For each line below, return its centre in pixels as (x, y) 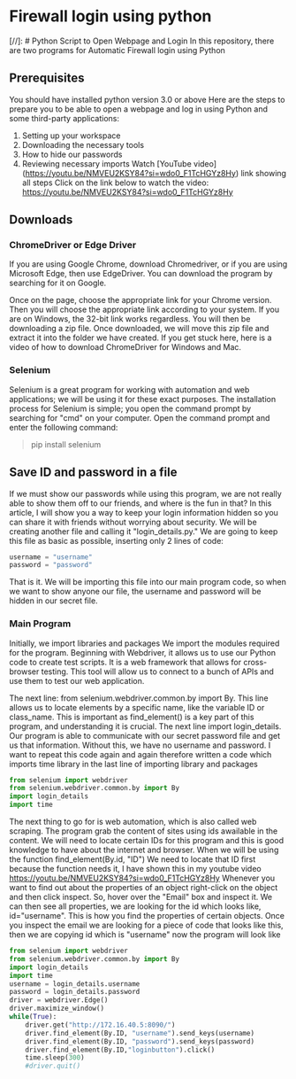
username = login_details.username (75, 984)
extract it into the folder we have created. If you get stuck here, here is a (140, 338)
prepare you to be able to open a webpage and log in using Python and (138, 109)
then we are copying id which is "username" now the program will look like (145, 935)
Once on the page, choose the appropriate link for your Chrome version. (140, 300)
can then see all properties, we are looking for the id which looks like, (135, 906)
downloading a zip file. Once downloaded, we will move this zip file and (139, 329)
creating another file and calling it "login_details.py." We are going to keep (144, 531)
